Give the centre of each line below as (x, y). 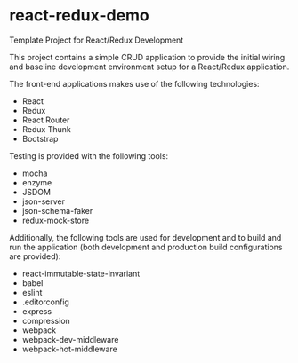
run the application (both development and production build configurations (146, 247)
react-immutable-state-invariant (81, 273)
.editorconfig (45, 302)
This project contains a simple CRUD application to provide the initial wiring (147, 57)
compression (46, 320)
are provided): (35, 256)
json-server (43, 201)
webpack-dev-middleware (70, 339)
